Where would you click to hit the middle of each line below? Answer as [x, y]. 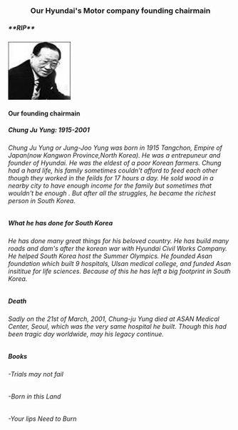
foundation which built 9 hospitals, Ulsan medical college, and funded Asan [120, 264]
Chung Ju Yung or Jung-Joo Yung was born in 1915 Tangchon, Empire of [115, 148]
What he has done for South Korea [61, 223]
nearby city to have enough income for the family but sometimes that [110, 186]
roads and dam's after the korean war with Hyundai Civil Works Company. [118, 249]
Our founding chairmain [44, 113]
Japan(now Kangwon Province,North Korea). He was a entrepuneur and [114, 155]
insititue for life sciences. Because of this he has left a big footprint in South [119, 271]
